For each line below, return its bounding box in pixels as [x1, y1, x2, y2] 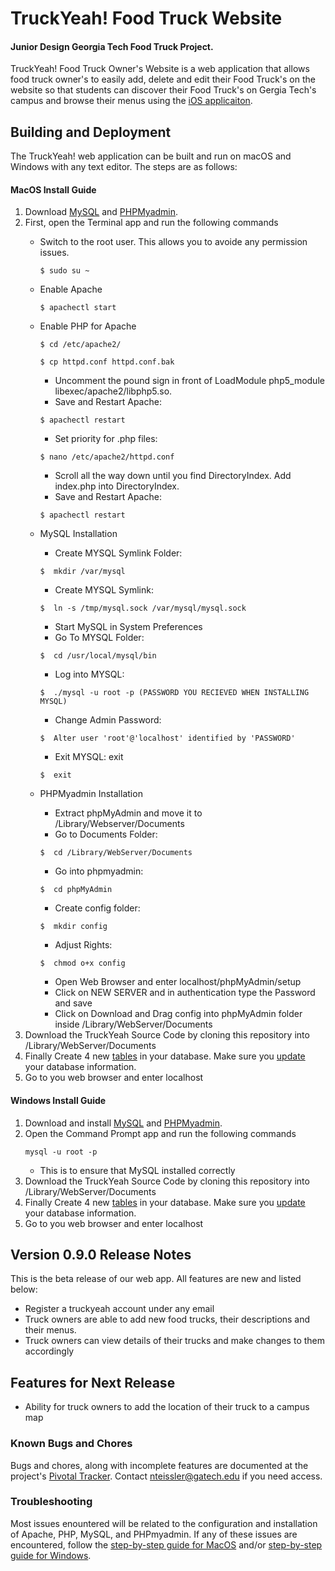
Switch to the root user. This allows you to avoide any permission [39, 236, 308, 248]
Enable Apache [39, 283, 103, 296]
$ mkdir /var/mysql [39, 567, 126, 577]
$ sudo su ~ [39, 266, 90, 276]
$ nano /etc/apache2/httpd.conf [39, 452, 175, 462]
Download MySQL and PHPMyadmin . [24, 206, 179, 218]
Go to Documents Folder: [54, 828, 158, 841]
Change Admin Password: [54, 714, 162, 726]
